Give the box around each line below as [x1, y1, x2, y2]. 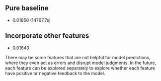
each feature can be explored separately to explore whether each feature [5, 65, 156, 71]
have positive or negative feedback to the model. [5, 70, 105, 76]
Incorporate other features [5, 32, 89, 40]
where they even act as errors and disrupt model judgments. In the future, [5, 60, 157, 66]
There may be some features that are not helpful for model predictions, [5, 54, 151, 60]
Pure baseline [5, 4, 49, 12]
